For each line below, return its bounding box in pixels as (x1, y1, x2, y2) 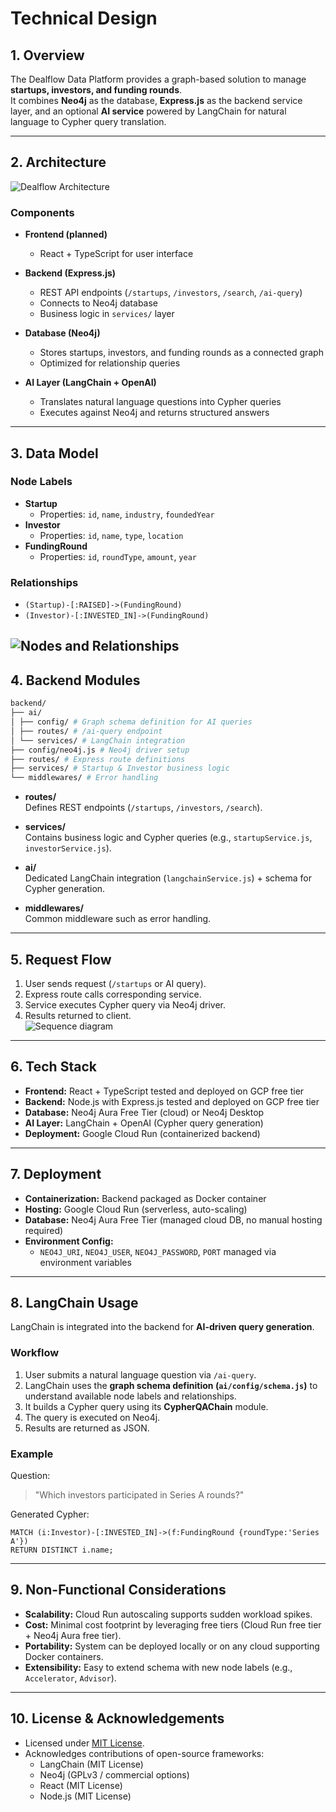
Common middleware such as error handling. (24, 913, 212, 925)
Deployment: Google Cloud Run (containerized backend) (24, 1127, 261, 1139)
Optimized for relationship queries (39, 357, 181, 369)
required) (24, 1224, 64, 1236)
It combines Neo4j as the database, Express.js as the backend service (10, 95, 303, 106)
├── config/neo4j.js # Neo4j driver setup (10, 745, 190, 755)
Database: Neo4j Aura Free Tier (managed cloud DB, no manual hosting (24, 1213, 323, 1226)
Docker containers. (24, 1650, 104, 1662)
